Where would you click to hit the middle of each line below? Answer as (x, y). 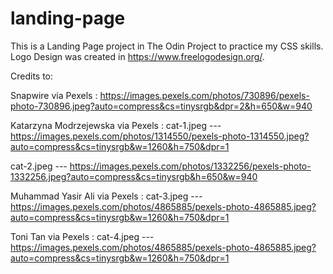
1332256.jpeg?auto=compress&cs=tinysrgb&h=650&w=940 (134, 176)
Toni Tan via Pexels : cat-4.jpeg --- (82, 236)
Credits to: (32, 76)
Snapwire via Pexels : (54, 95)
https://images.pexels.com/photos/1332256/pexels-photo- (190, 166)
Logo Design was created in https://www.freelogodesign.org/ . (137, 56)
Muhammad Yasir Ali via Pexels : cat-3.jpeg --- (106, 196)
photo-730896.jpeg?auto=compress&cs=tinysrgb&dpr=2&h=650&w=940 (161, 106)
